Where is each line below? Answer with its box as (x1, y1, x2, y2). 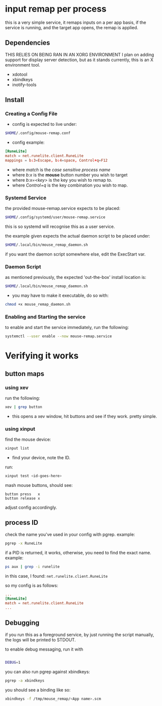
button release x (5, 496, 40, 501)
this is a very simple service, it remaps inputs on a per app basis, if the (5, 19, 146, 25)
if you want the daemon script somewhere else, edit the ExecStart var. (5, 251, 146, 257)
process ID (5, 518, 38, 527)
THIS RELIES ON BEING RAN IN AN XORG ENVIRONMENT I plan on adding (5, 52, 154, 57)
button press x (5, 492, 40, 497)
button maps (5, 369, 45, 378)
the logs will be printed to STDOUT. (5, 637, 76, 642)
